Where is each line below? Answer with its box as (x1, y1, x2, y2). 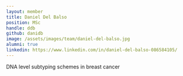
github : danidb (6, 31, 44, 37)
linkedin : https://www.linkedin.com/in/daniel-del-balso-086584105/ (6, 47, 178, 53)
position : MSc (6, 19, 41, 25)
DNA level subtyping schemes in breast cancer (6, 63, 120, 70)
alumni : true (6, 42, 38, 48)
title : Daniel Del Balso (6, 14, 67, 20)
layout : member (6, 8, 44, 15)
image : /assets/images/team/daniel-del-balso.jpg (6, 36, 131, 42)
